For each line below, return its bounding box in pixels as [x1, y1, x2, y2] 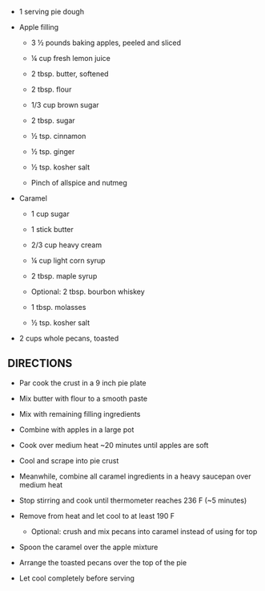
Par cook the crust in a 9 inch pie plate [18, 377, 147, 388]
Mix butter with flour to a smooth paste [18, 393, 148, 403]
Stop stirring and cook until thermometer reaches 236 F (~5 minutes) [18, 495, 247, 505]
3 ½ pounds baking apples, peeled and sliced [30, 38, 182, 47]
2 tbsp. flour [30, 84, 72, 94]
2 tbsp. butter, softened [30, 69, 109, 79]
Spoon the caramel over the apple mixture [18, 542, 159, 552]
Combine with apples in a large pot [18, 425, 135, 434]
